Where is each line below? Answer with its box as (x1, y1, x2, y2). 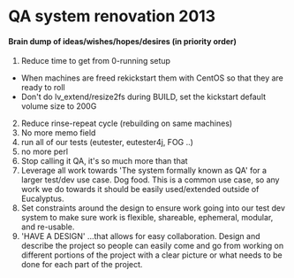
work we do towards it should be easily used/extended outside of (20, 184, 260, 195)
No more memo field (20, 127, 96, 138)
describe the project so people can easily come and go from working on (20, 241, 284, 251)
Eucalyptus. (20, 193, 64, 205)
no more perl (20, 146, 68, 157)
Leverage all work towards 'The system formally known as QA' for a (20, 166, 267, 176)
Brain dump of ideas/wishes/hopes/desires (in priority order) (8, 35, 237, 46)
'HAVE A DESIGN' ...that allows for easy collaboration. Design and (20, 231, 261, 242)
